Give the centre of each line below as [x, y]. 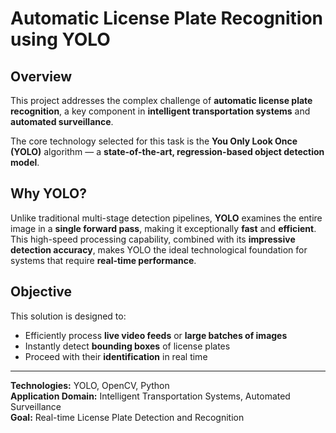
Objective [41, 292]
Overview [41, 76]
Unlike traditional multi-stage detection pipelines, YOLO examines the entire [166, 218]
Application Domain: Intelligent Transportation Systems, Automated [150, 396]
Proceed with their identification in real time [116, 356]
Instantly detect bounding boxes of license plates [127, 346]
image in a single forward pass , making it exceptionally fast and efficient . [163, 228]
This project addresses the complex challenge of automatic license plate [161, 100]
